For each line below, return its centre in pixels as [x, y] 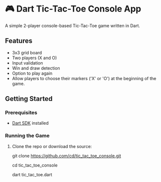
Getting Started [29, 99]
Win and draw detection [36, 68]
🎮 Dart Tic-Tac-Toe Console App [73, 9]
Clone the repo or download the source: [52, 146]
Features [19, 41]
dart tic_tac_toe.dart [32, 174]
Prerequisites [21, 113]
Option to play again [32, 73]
